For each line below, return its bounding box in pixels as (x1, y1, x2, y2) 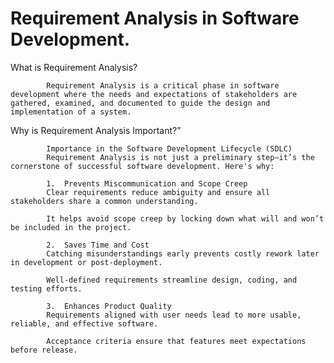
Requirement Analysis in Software (10, 7, 300, 30)
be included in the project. (10, 222, 132, 232)
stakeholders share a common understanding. (10, 196, 199, 206)
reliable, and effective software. (10, 318, 159, 329)
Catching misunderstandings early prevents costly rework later (46, 248, 320, 259)
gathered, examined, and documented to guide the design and (10, 98, 271, 108)
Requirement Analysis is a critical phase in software (46, 80, 280, 91)
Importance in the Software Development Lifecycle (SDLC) (46, 143, 293, 154)
